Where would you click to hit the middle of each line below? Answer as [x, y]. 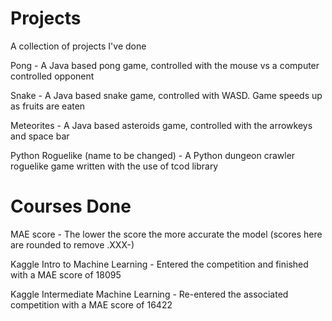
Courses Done [71, 206]
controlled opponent [52, 76]
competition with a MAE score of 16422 [91, 304]
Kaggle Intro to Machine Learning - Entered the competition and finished [159, 264]
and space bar [40, 136]
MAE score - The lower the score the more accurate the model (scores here [166, 234]
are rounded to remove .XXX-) [72, 244]
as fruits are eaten [48, 106]
